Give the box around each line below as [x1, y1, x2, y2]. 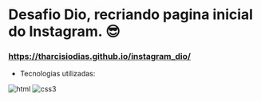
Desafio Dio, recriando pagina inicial [8, 6, 254, 24]
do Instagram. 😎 [8, 22, 121, 41]
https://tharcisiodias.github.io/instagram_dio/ [8, 51, 192, 62]
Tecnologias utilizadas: [19, 69, 96, 79]
